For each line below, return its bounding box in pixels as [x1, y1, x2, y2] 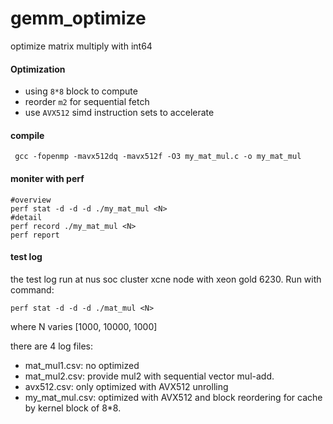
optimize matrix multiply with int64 [10, 40, 153, 52]
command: [10, 283, 55, 296]
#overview [10, 195, 52, 205]
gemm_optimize [10, 7, 147, 30]
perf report [10, 230, 60, 240]
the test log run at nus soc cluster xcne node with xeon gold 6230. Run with [10, 273, 322, 285]
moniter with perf [10, 172, 85, 184]
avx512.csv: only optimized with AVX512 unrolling [24, 380, 229, 392]
